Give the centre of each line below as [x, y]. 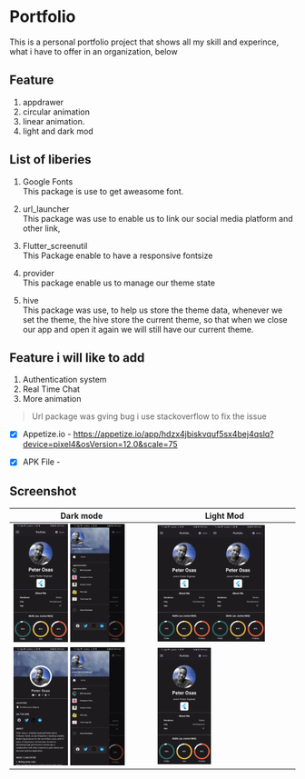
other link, [41, 228]
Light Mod [225, 515]
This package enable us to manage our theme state [119, 283]
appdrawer [43, 102]
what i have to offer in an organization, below [94, 51]
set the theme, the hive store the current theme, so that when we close [155, 319]
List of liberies [50, 160]
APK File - [41, 462]
